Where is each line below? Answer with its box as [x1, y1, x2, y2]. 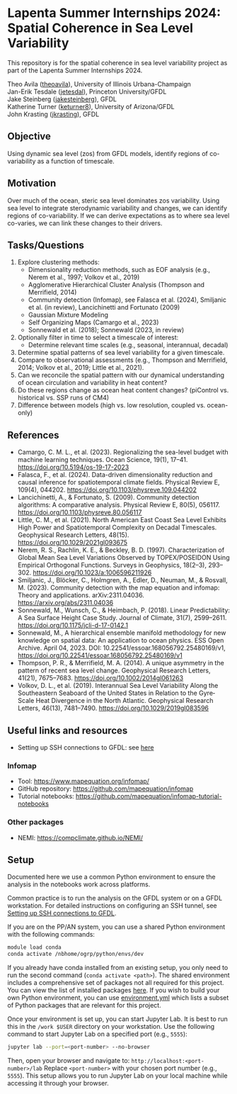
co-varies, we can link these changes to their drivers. [7, 218, 163, 227]
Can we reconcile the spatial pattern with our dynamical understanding [17, 371, 225, 380]
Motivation [7, 177, 57, 189]
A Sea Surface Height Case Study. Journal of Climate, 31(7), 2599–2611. [17, 614, 227, 622]
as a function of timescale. [37, 157, 115, 165]
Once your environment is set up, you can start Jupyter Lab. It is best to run [7, 1015, 229, 1023]
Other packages [7, 817, 64, 827]
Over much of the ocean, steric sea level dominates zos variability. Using [7, 196, 220, 205]
